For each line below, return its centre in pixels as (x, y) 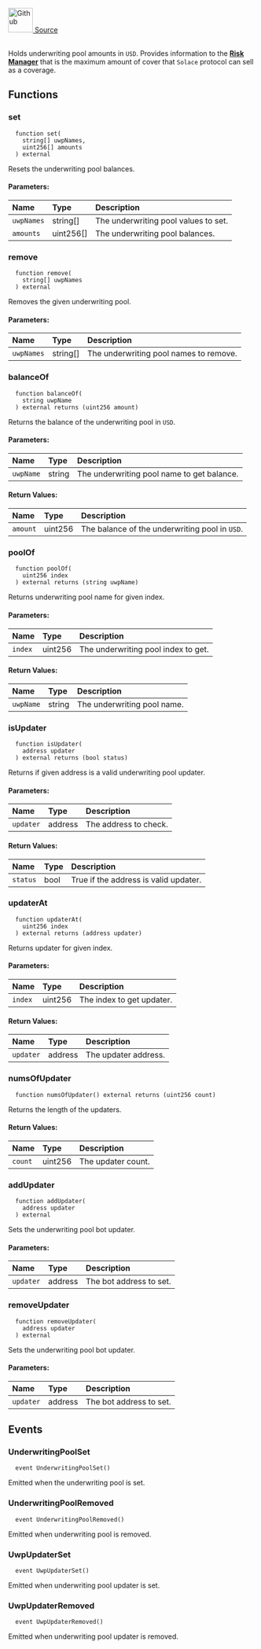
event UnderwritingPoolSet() (63, 1468)
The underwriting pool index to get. (144, 649)
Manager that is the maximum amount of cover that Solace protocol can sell (131, 62)
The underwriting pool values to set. (162, 220)
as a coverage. (32, 70)
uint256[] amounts (52, 147)
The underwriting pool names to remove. (162, 354)
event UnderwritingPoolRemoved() (70, 1519)
